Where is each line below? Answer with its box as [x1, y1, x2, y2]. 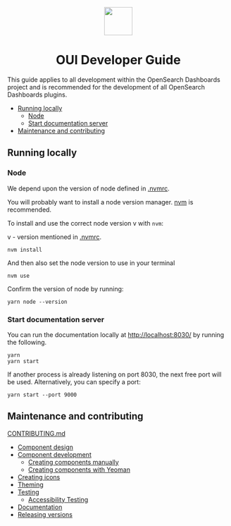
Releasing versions [17, 510, 73, 518]
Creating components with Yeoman [27, 465, 130, 474]
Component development [17, 450, 92, 458]
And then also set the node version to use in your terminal [7, 258, 175, 267]
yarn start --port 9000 [7, 391, 77, 398]
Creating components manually [27, 458, 120, 466]
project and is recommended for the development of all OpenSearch [7, 82, 206, 91]
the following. [7, 338, 47, 346]
